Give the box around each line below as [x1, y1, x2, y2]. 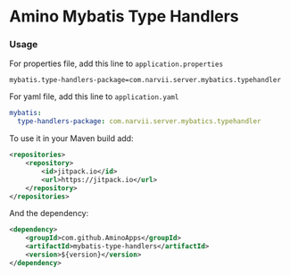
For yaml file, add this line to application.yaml [9, 91, 179, 102]
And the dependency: [9, 208, 89, 219]
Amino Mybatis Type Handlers [9, 6, 239, 27]
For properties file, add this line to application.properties [9, 58, 224, 69]
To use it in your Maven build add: [9, 133, 134, 144]
